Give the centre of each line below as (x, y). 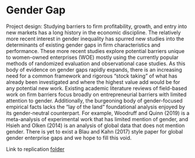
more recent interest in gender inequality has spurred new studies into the (95, 38)
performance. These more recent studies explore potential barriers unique (95, 51)
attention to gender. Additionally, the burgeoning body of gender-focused (94, 100)
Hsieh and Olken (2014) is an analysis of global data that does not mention (95, 125)
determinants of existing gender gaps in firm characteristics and (83, 45)
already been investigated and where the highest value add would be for (93, 82)
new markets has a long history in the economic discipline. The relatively (93, 32)
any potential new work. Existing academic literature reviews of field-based (97, 88)
